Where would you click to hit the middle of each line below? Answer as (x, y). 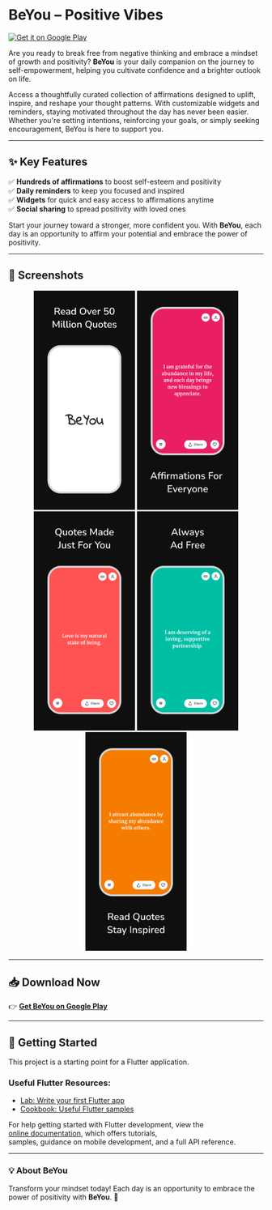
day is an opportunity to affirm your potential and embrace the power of (128, 233)
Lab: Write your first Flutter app (72, 1101)
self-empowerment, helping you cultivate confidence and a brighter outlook (135, 70)
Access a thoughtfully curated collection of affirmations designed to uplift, (132, 94)
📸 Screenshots (46, 276)
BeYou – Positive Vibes (86, 15)
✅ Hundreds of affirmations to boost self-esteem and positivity (115, 181)
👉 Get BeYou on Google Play (58, 1007)
